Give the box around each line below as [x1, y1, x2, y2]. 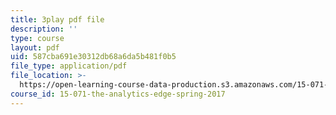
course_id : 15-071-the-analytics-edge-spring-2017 [10, 89, 226, 99]
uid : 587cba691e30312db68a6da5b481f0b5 [10, 52, 177, 62]
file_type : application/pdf [10, 61, 128, 71]
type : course [10, 33, 65, 43]
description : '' [10, 24, 78, 34]
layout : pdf [10, 42, 60, 53]
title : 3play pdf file [10, 14, 105, 25]
